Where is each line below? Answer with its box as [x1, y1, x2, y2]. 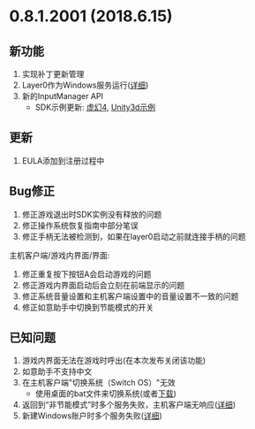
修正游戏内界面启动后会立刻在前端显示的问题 [21, 280, 185, 290]
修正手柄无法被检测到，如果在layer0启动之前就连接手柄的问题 [21, 231, 246, 241]
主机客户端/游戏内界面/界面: [9, 249, 110, 260]
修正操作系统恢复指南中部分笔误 [21, 219, 139, 231]
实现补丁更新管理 [21, 69, 85, 79]
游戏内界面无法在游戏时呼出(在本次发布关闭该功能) [21, 356, 206, 366]
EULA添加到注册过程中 [21, 155, 105, 165]
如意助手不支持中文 [21, 366, 93, 377]
